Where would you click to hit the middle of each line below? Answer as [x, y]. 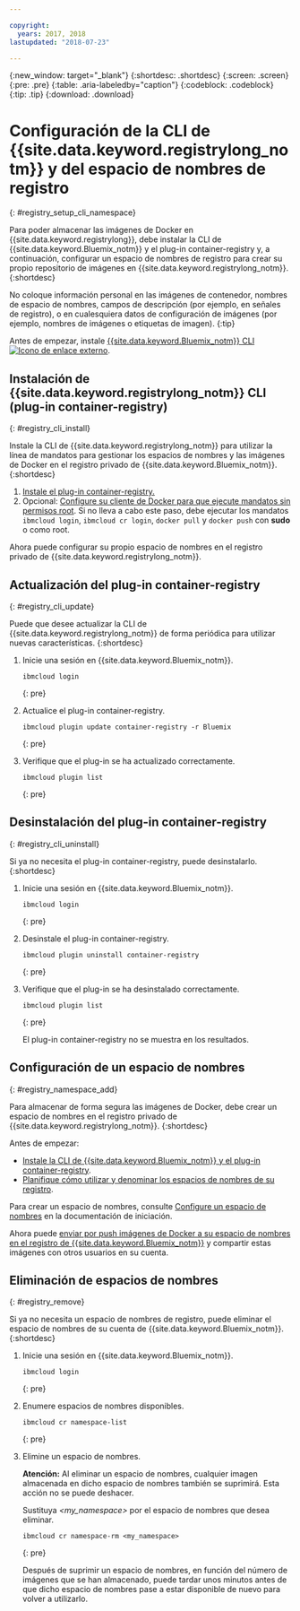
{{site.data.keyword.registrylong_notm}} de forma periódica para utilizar [142, 633]
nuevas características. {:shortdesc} [76, 643]
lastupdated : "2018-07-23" [60, 42]
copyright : [30, 25]
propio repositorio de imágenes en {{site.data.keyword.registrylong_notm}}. [149, 268]
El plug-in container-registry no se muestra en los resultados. [135, 1039]
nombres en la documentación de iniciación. [91, 1216]
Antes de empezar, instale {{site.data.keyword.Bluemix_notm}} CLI [132, 341]
